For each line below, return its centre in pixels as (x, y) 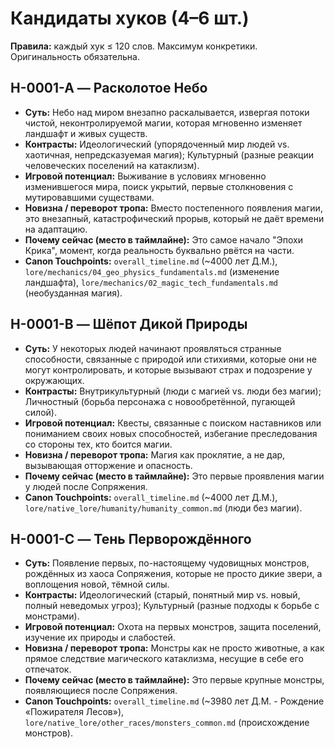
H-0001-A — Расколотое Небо (109, 88)
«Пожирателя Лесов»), (74, 712)
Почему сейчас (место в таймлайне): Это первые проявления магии (174, 476)
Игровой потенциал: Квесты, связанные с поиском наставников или (173, 423)
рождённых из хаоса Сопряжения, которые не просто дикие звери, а (173, 574)
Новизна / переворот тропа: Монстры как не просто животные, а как (174, 648)
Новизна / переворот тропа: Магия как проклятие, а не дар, (155, 454)
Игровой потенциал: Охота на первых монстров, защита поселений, (173, 627)
